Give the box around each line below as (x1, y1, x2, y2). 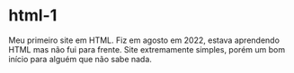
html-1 (8, 5, 58, 26)
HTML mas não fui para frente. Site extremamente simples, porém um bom (8, 44, 285, 54)
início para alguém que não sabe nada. (8, 53, 152, 64)
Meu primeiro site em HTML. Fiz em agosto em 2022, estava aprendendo (8, 35, 281, 45)
